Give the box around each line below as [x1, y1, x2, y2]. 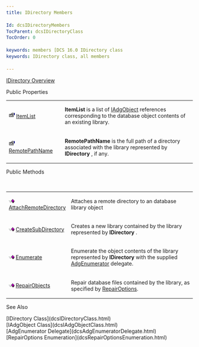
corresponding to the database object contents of [65, 112, 186, 119]
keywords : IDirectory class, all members [6, 53, 110, 59]
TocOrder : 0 [6, 34, 36, 41]
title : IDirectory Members [6, 10, 73, 15]
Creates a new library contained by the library [70, 223, 182, 230]
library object [70, 204, 104, 211]
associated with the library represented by [65, 143, 168, 151]
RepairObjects [15, 282, 50, 289]
